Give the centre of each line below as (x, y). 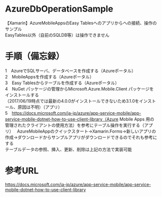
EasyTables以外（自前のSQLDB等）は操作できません (57, 35)
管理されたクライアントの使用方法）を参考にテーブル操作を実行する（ (75, 125)
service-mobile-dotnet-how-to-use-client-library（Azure (62, 119)
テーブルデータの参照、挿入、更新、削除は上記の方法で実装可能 (68, 149)
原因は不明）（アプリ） (40, 107)
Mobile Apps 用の (137, 119)
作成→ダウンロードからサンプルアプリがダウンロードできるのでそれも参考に (81, 137)
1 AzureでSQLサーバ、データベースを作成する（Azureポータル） (71, 71)
